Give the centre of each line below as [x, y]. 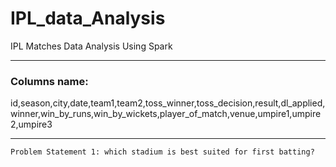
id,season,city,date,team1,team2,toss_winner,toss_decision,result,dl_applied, [168, 103]
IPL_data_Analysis [88, 18]
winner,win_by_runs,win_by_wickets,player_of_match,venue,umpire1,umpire [166, 114]
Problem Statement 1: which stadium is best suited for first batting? [162, 152]
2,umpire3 [31, 124]
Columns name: [49, 81]
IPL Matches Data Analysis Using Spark [91, 46]
